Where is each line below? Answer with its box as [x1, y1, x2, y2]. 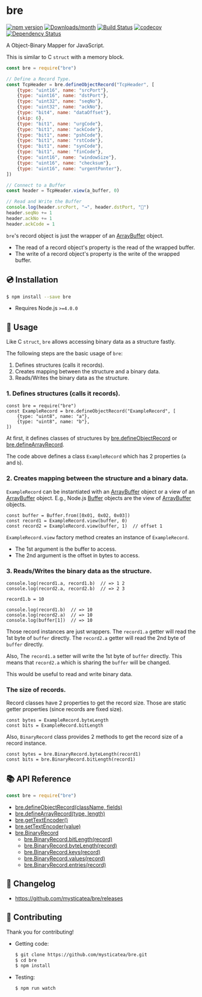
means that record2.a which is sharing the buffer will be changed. [6, 659, 171, 666]
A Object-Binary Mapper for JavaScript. [6, 42, 105, 49]
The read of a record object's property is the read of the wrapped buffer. [14, 244, 195, 251]
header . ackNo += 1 [6, 215, 52, 221]
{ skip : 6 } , [17, 115, 44, 121]
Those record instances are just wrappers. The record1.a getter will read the [6, 628, 196, 635]
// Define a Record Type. [6, 76, 71, 82]
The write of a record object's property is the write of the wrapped [14, 250, 180, 257]
